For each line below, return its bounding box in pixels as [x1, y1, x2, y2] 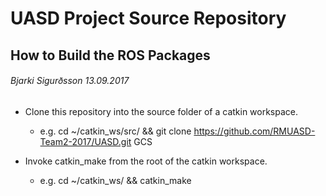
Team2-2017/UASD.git [39, 135, 132, 147]
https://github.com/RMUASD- [193, 125, 316, 137]
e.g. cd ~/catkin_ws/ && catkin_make [39, 174, 192, 186]
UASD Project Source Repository [10, 7, 287, 30]
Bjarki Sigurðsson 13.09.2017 [10, 75, 130, 87]
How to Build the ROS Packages [10, 47, 211, 64]
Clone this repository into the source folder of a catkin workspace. [24, 105, 299, 117]
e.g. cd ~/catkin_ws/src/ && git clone [39, 125, 192, 137]
